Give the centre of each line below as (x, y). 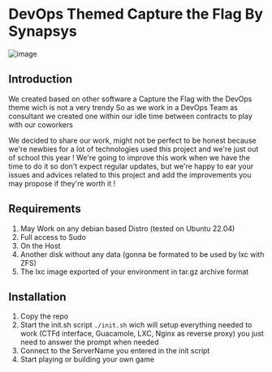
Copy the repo (44, 316)
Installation (37, 297)
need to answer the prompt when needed (90, 342)
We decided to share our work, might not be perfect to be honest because (133, 140)
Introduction (41, 79)
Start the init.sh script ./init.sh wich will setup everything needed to (136, 325)
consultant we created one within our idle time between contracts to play (131, 116)
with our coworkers (41, 124)
